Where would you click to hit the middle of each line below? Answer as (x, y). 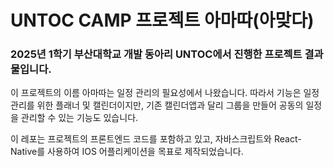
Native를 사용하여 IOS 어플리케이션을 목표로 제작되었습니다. (127, 152)
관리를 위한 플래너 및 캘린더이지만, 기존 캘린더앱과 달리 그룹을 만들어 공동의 (157, 105)
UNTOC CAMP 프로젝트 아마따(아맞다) (162, 20)
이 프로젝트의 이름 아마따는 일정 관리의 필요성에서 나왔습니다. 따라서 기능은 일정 (165, 93)
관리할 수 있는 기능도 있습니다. (79, 118)
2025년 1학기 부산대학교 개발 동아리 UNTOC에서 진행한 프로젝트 (156, 54)
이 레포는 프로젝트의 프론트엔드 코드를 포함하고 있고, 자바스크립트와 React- (156, 139)
